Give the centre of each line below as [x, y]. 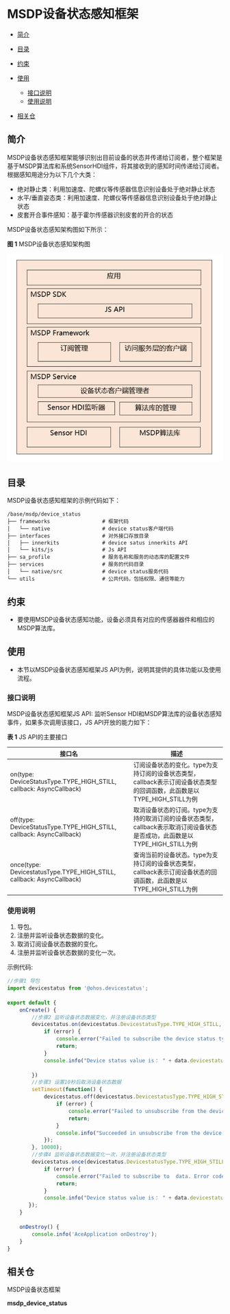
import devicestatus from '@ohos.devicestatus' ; [78, 988]
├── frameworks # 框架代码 [68, 522]
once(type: [25, 864]
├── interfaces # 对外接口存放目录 [78, 536]
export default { [32, 1003]
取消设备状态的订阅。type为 [172, 810]
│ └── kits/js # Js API [67, 550]
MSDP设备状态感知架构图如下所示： [58, 229]
